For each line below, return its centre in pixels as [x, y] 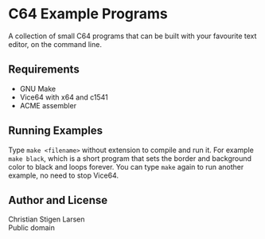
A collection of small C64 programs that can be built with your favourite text [132, 36]
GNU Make [38, 88]
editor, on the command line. [55, 44]
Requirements [44, 70]
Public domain [32, 228]
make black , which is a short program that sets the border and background [130, 158]
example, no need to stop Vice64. [64, 175]
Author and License [58, 200]
